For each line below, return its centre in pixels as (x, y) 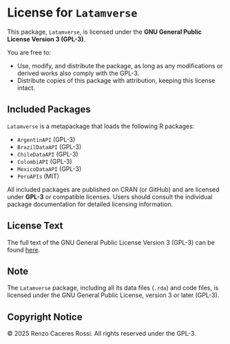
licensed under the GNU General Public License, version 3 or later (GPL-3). (113, 295)
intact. (26, 88)
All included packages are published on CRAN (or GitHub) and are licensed (113, 189)
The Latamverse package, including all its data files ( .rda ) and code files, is (113, 288)
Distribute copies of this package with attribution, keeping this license (116, 80)
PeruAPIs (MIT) (38, 176)
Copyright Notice (45, 317)
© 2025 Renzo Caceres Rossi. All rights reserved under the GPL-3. (102, 334)
